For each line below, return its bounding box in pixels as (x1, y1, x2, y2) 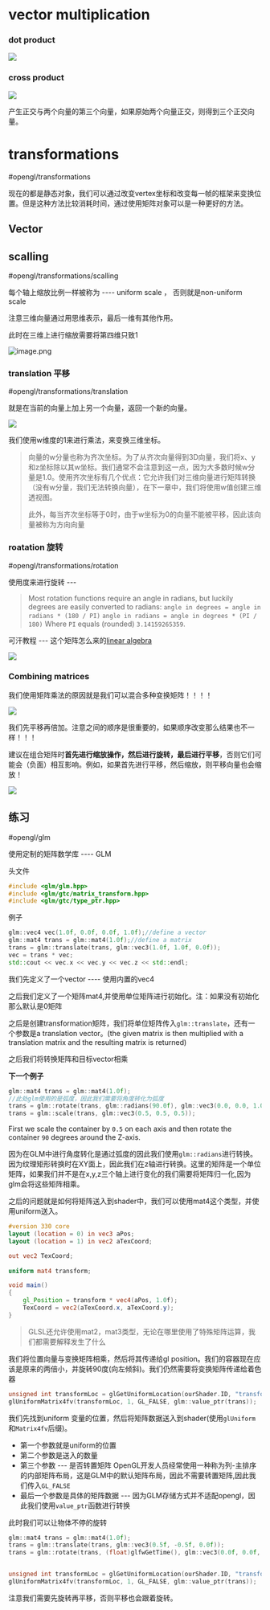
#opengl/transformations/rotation (8, 560, 119, 570)
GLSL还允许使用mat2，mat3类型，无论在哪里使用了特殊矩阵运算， (27, 1326, 249, 1336)
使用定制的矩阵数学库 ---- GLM (8, 849, 112, 858)
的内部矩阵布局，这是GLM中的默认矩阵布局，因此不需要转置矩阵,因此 (19, 1470, 249, 1480)
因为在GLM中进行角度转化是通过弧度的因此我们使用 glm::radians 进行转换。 (8, 1149, 257, 1159)
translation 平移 (8, 367, 71, 379)
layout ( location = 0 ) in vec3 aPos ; (8, 1230, 135, 1238)
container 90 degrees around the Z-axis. (8, 1133, 141, 1142)
